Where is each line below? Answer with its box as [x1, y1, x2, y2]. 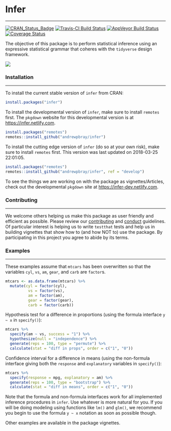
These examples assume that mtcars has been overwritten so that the [5, 263, 151, 270]
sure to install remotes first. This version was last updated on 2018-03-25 [5, 149, 158, 155]
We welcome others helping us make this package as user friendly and [5, 212, 154, 219]
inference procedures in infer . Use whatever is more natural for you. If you [5, 399, 163, 406]
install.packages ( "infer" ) [5, 100, 63, 105]
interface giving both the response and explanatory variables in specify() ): [5, 360, 162, 366]
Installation [5, 73, 34, 80]
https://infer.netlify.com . [5, 120, 56, 126]
